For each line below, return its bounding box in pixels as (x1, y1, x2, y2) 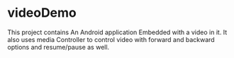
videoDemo (7, 5, 77, 21)
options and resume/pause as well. (7, 43, 110, 51)
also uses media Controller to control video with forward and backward (7, 35, 215, 43)
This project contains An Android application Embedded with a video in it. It (7, 28, 228, 36)
